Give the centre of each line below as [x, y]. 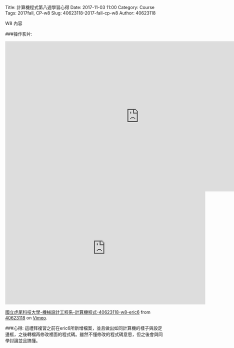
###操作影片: [19, 34]
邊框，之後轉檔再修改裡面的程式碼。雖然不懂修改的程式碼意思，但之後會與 [82, 334]
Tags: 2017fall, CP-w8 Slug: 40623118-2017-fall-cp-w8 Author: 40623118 [80, 13]
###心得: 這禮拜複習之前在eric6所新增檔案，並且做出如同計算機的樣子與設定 [84, 328]
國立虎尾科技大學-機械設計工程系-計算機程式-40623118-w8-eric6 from [78, 312]
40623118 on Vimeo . [26, 318]
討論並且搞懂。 [25, 340]
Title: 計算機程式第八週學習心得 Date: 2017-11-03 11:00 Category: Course [80, 7]
